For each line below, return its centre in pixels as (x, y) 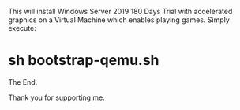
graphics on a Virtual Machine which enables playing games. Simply (119, 20)
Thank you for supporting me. (56, 97)
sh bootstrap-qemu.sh (84, 61)
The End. (23, 82)
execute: (22, 28)
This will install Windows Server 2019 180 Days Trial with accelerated (120, 11)
